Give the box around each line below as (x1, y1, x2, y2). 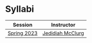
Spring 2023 (7, 30, 38, 37)
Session (12, 21, 32, 28)
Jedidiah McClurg (42, 30, 84, 37)
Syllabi (5, 3, 34, 15)
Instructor (50, 21, 76, 28)
